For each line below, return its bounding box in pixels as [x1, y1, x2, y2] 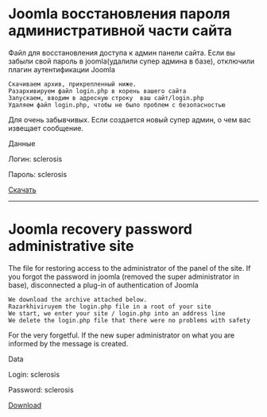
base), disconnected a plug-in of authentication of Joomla [8, 280, 199, 290]
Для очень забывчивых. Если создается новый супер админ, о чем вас [8, 114, 252, 124]
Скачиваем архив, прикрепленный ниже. [8, 80, 137, 88]
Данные [8, 138, 36, 148]
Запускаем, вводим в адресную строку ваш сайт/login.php [8, 94, 204, 102]
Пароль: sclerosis [8, 169, 68, 179]
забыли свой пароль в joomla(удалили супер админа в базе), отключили [8, 56, 255, 66]
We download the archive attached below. [8, 295, 148, 303]
